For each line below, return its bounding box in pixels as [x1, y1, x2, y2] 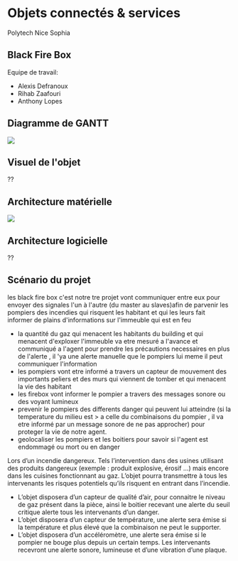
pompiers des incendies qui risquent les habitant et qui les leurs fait [7, 307, 205, 317]
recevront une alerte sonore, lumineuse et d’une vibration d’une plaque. [17, 545, 227, 554]
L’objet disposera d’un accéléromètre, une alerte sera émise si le [17, 530, 207, 539]
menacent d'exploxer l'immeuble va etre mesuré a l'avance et [17, 337, 198, 345]
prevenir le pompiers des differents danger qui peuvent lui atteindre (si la [17, 405, 232, 413]
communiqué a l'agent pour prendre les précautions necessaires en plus [17, 344, 230, 353]
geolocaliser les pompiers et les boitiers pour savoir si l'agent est [17, 435, 208, 443]
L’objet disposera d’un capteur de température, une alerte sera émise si [17, 515, 227, 523]
